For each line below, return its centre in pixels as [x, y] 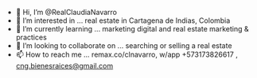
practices [31, 37]
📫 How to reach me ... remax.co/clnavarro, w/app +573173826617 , [127, 54]
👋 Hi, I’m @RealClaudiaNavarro [66, 12]
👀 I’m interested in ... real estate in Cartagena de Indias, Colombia [123, 20]
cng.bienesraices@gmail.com [64, 66]
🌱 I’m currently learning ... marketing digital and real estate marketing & [132, 29]
